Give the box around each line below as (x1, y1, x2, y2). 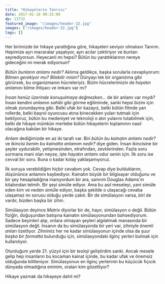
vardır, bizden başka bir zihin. (5, 198, 65, 203)
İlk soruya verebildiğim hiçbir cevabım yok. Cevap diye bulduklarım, (5, 166, 142, 172)
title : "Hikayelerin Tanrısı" (5, 7, 67, 12)
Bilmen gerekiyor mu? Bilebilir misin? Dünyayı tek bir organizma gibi (5, 75, 142, 80)
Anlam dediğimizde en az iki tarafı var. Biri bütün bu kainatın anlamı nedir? (5, 135, 156, 141)
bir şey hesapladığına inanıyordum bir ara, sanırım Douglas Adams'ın (5, 176, 144, 182)
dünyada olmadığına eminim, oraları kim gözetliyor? (5, 264, 109, 270)
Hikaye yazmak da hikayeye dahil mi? (5, 274, 81, 279)
